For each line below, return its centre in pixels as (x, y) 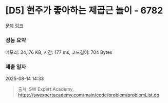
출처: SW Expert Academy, (46, 89)
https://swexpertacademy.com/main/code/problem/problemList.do (89, 95)
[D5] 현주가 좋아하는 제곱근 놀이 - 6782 (84, 11)
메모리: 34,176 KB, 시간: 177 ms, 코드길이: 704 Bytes (59, 52)
